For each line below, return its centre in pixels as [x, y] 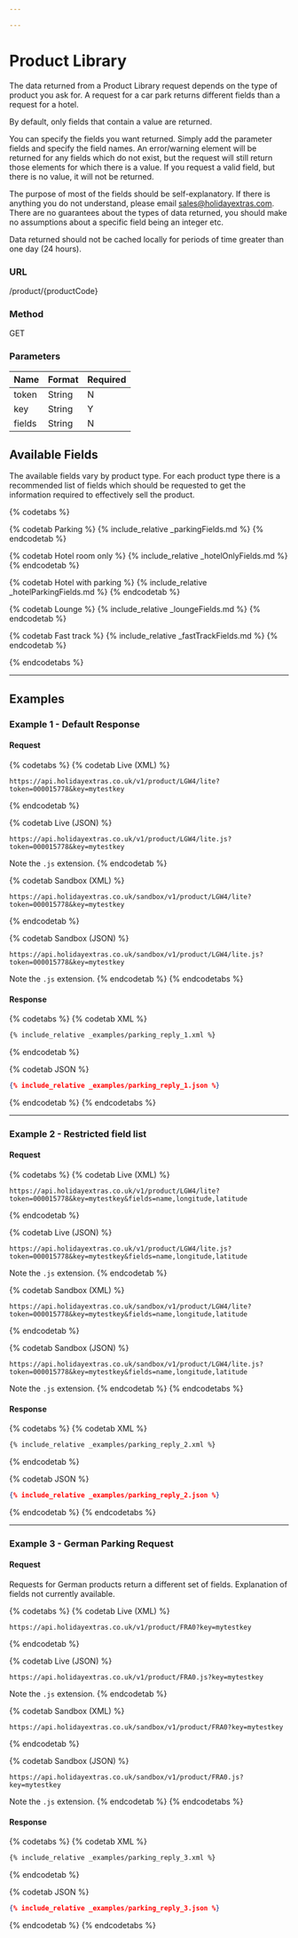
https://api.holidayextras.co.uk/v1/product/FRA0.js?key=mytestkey [137, 1678]
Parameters [35, 356]
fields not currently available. [62, 1594]
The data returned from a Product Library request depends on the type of [143, 85]
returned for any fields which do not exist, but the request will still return [141, 157]
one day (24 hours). [45, 249]
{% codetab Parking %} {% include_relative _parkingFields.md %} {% [137, 529]
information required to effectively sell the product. [102, 495]
